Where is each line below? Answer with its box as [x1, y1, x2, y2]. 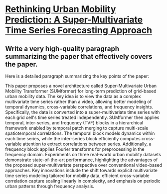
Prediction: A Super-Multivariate [5, 14, 143, 25]
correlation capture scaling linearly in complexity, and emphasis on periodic [5, 178, 161, 184]
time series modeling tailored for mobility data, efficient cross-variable [5, 173, 150, 179]
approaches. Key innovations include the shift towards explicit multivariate [5, 168, 158, 173]
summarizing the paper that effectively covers [5, 52, 153, 61]
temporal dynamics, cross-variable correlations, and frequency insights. [5, 104, 154, 110]
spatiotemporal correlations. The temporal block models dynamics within [5, 130, 155, 136]
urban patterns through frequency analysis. [5, 183, 95, 189]
